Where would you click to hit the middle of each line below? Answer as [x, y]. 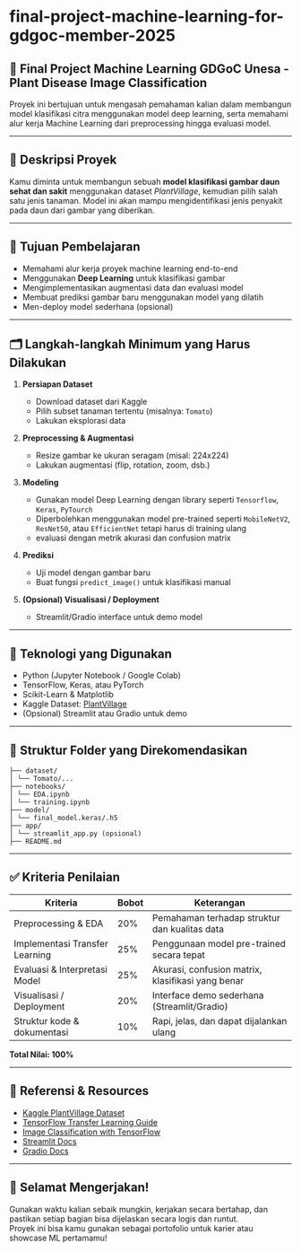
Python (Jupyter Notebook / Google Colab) [102, 676]
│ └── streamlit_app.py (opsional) [76, 834]
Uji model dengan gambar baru [93, 573]
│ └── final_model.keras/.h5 [64, 819]
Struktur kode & [47, 1020]
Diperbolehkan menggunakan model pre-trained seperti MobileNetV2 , [163, 519]
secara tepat [179, 955]
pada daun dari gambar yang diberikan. [82, 210]
